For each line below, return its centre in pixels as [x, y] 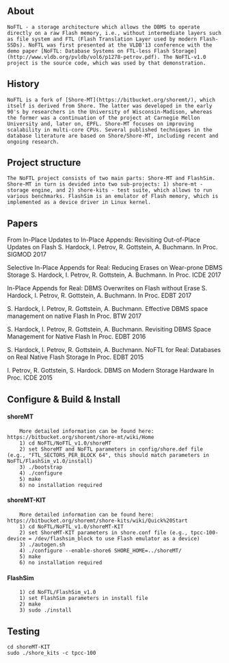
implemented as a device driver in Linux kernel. [79, 202]
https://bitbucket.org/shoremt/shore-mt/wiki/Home [81, 437]
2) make [30, 604]
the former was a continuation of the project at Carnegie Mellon [104, 118]
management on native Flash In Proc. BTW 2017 [75, 316]
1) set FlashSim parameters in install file [84, 599]
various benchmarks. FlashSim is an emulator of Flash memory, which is [113, 197]
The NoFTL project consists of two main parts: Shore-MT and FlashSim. [111, 178]
